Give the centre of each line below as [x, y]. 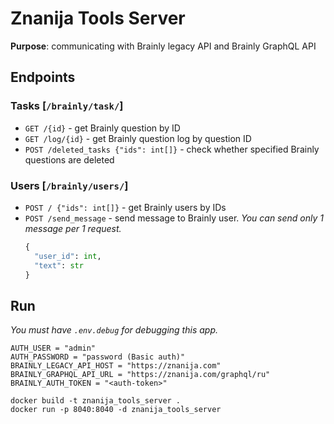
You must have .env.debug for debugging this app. [114, 330]
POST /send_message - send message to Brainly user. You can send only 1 [174, 218]
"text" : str [59, 265]
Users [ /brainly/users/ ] [69, 185]
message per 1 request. [73, 228]
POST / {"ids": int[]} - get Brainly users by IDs [125, 207]
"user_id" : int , [68, 256]
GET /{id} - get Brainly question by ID [102, 128]
